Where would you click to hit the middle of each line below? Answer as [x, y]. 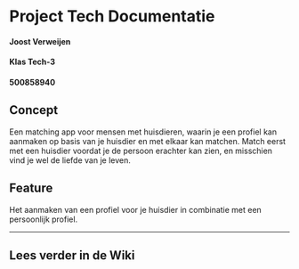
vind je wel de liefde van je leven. [70, 160]
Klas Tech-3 [32, 62]
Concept [34, 110]
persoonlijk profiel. [44, 219]
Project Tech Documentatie [112, 16]
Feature [31, 188]
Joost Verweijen [40, 41]
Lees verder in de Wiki [72, 255]
